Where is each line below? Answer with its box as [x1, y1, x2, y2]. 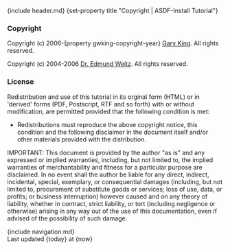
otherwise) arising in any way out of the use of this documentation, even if [7, 207, 218, 215]
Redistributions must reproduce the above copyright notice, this [16, 120, 198, 128]
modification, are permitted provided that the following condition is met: [7, 107, 210, 115]
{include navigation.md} [7, 227, 76, 236]
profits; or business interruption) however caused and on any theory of [7, 192, 208, 201]
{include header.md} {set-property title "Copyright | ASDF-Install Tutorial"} [7, 7, 218, 14]
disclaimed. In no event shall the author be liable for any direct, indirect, [7, 170, 209, 179]
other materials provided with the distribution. [16, 135, 146, 144]
